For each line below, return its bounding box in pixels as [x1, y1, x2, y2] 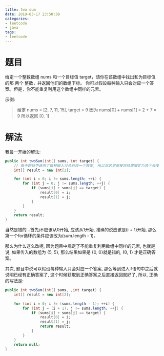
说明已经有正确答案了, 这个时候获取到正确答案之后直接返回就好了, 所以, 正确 [5, 272, 158, 278]
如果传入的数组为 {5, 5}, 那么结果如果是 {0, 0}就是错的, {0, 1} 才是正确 [11, 249, 152, 255]
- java [5, 25, 19, 30]
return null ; [14, 342, 41, 347]
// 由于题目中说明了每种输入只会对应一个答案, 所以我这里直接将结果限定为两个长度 [14, 163, 160, 168]
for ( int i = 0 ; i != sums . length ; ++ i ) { [14, 177, 102, 181]
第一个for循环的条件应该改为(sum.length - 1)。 [5, 233, 98, 239]
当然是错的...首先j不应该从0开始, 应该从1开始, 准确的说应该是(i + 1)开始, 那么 [5, 227, 157, 233]
